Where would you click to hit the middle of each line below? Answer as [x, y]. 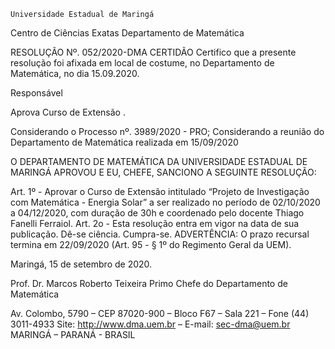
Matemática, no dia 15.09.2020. [75, 73]
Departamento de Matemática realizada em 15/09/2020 [124, 142]
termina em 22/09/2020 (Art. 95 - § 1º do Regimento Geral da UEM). [151, 244]
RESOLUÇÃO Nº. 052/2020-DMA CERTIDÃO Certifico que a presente [153, 52]
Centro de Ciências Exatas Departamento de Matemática [127, 33]
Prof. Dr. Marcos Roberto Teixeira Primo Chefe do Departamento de [149, 283]
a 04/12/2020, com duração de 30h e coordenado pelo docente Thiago [157, 213]
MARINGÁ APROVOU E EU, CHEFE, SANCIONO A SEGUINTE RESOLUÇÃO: [163, 172]
